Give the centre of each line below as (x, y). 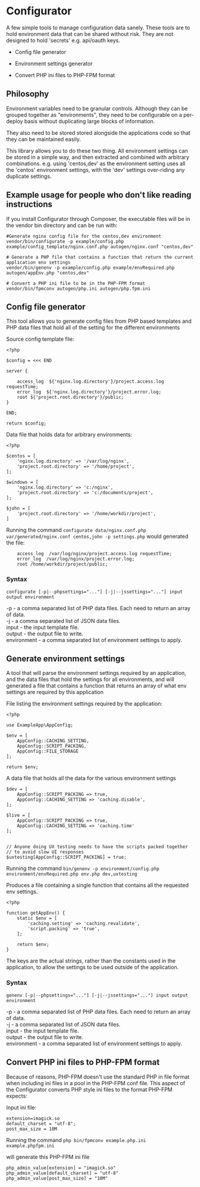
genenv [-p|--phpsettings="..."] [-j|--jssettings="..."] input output (97, 995)
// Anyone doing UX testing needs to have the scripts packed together (97, 847)
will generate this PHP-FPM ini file (48, 1156)
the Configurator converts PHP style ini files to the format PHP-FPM (90, 1089)
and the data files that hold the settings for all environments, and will (90, 679)
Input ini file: (21, 1107)
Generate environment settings (66, 659)
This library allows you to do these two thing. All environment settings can (97, 150)
